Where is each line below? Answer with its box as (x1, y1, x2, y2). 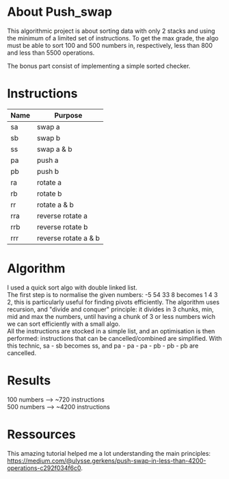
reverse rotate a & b (36, 233, 100, 243)
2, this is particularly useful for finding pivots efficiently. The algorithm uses (7, 298, 220, 306)
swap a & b (36, 144, 72, 154)
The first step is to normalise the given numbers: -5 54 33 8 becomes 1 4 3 (7, 290, 218, 298)
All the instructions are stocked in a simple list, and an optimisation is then (7, 326, 215, 335)
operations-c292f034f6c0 (7, 463, 81, 472)
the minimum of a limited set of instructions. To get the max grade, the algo (7, 34, 219, 42)
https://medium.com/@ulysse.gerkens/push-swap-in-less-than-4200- (7, 456, 206, 465)
